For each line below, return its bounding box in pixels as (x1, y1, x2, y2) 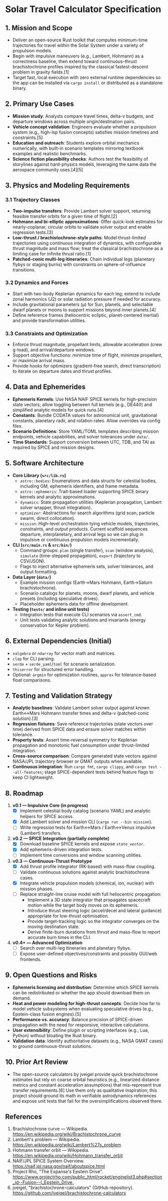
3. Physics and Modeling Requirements (5, 181, 130, 190)
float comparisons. (12, 677, 52, 683)
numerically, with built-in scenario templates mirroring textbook (12, 145, 144, 151)
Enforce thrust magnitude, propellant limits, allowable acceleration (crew (12, 342, 162, 348)
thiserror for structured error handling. (12, 666, 94, 672)
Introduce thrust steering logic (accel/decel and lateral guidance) (27, 907, 162, 913)
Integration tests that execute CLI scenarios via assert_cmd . (20, 611, 142, 618)
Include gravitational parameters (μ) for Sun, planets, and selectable (12, 301, 153, 307)
